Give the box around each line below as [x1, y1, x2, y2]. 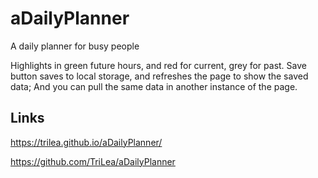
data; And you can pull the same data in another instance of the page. [10, 80, 298, 92]
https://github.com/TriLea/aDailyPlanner [10, 155, 176, 167]
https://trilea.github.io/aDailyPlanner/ [10, 136, 163, 148]
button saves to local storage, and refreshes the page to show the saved [10, 70, 309, 82]
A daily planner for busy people [10, 40, 140, 52]
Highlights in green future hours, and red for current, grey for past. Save [10, 59, 307, 71]
